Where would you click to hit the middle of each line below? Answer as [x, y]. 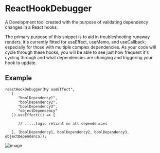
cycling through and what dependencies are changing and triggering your [79, 57]
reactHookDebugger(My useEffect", [40, 89]
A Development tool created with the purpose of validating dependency [77, 22]
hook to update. [21, 63]
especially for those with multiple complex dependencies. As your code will [80, 47]
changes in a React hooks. [32, 27]
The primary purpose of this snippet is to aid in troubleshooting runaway [78, 37]
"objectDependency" [37, 110]
